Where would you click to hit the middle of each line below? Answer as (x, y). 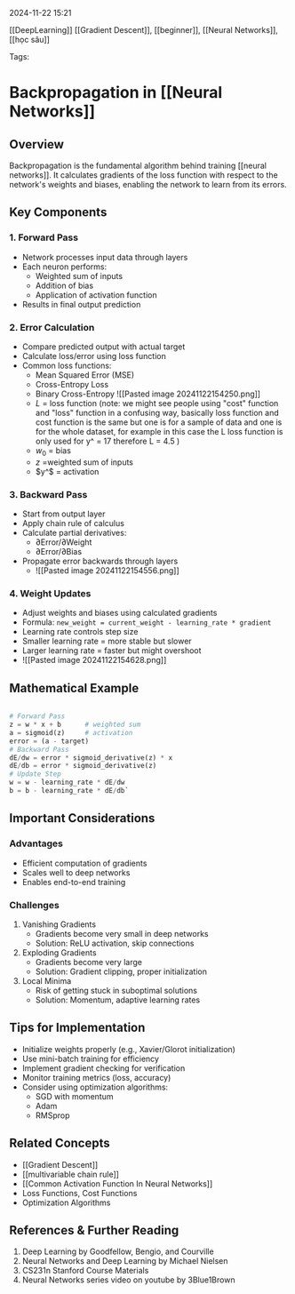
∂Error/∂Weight (64, 542)
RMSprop (52, 1115)
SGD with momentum (74, 1096)
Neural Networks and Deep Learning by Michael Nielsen (125, 1261)
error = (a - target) (49, 741)
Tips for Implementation (77, 1028)
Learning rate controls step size (80, 632)
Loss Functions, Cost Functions (80, 1193)
